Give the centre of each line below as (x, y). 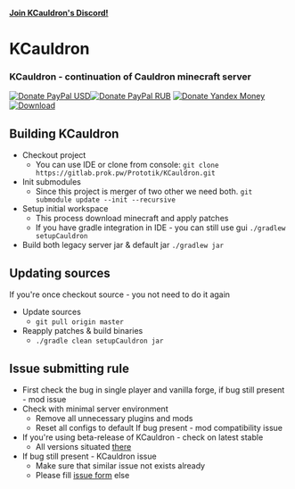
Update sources (52, 312)
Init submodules (52, 182)
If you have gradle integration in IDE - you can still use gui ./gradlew (160, 228)
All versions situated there (83, 446)
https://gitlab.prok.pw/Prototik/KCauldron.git (125, 173)
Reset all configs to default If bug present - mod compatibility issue (159, 427)
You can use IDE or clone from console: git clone (127, 165)
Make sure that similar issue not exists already (120, 465)
